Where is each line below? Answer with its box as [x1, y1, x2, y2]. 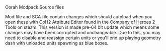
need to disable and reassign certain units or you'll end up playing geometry [5, 35, 162, 41]
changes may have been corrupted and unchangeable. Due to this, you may [5, 30, 161, 35]
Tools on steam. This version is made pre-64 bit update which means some [5, 24, 160, 30]
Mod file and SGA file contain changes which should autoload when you [5, 14, 153, 19]
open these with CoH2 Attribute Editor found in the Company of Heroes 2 [5, 19, 155, 25]
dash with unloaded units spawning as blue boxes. [5, 40, 108, 46]
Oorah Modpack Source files [5, 4, 64, 10]
